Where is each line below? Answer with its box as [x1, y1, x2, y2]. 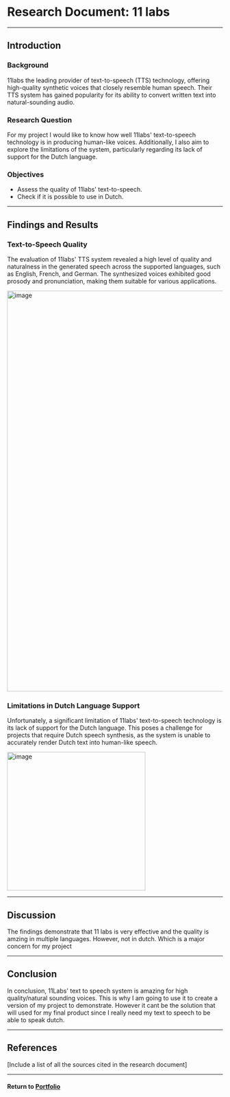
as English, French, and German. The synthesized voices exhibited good [7, 269, 211, 278]
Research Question [7, 115, 73, 124]
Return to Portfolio [7, 1083, 61, 1091]
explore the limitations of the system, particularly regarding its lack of [7, 145, 203, 153]
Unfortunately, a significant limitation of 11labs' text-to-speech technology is [7, 717, 222, 725]
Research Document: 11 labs [7, 4, 170, 20]
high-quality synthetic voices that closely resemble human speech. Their [7, 83, 212, 91]
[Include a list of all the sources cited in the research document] [7, 1060, 188, 1068]
